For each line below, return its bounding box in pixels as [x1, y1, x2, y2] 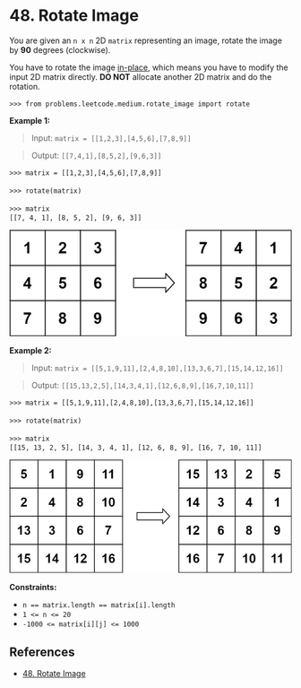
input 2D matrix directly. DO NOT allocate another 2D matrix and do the [9, 71, 272, 82]
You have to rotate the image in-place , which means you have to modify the [9, 62, 288, 73]
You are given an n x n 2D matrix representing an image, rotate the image [9, 35, 282, 46]
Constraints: [9, 582, 57, 593]
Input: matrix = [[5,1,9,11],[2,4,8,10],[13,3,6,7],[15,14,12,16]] [30, 362, 284, 373]
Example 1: [9, 115, 51, 126]
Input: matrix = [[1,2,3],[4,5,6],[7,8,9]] [30, 132, 192, 144]
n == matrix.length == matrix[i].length [21, 601, 176, 610]
